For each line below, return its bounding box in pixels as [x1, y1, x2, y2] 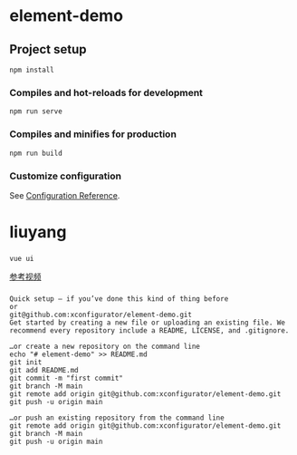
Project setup [9, 42, 88, 57]
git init [9, 357, 43, 367]
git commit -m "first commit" [9, 373, 124, 382]
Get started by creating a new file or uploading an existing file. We [9, 318, 285, 327]
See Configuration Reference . [9, 189, 120, 200]
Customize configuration [9, 169, 122, 182]
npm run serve [9, 107, 63, 116]
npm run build [9, 149, 63, 158]
